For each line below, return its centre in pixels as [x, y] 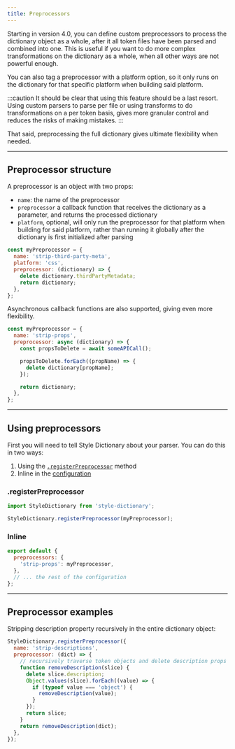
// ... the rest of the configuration [70, 577]
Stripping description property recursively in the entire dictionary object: [112, 629]
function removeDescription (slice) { [75, 668]
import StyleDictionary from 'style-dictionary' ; [81, 506]
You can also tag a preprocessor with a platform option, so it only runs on [113, 77]
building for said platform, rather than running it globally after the [111, 230]
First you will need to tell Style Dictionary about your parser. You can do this [116, 445]
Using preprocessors [54, 428]
